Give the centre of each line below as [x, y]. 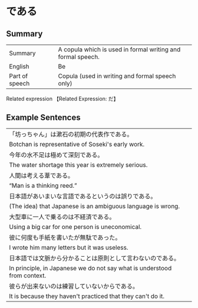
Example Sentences [43, 117]
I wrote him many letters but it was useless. [69, 248]
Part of [19, 76]
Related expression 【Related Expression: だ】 [62, 99]
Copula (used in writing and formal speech [117, 76]
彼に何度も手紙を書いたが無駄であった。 [65, 238]
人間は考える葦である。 [42, 176]
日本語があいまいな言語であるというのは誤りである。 [83, 196]
